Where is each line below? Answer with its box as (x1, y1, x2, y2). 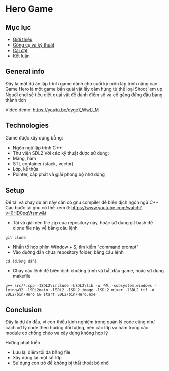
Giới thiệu (12, 36, 33, 42)
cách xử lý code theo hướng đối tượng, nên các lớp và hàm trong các (5, 324, 149, 331)
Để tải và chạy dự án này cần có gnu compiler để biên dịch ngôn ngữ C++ (5, 199, 159, 205)
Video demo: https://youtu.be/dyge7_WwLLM (5, 107, 99, 113)
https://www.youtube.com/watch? (71, 205, 142, 211)
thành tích (5, 97, 26, 103)
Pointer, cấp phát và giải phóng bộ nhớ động (12, 171, 105, 177)
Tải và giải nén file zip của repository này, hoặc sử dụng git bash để (12, 220, 153, 226)
